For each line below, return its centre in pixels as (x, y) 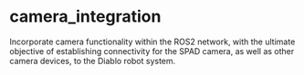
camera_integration (85, 17)
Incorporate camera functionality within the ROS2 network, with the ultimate (152, 42)
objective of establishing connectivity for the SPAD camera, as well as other (152, 51)
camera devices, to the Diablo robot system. (93, 61)
